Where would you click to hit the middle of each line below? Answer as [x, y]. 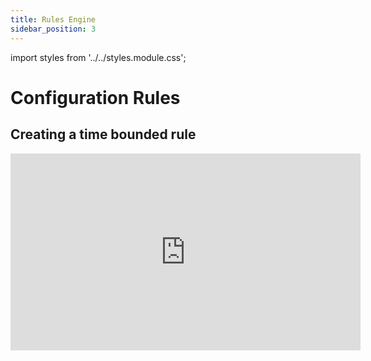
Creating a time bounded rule [103, 134]
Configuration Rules [95, 97]
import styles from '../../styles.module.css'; [98, 57]
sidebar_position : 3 [53, 29]
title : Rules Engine [53, 19]
